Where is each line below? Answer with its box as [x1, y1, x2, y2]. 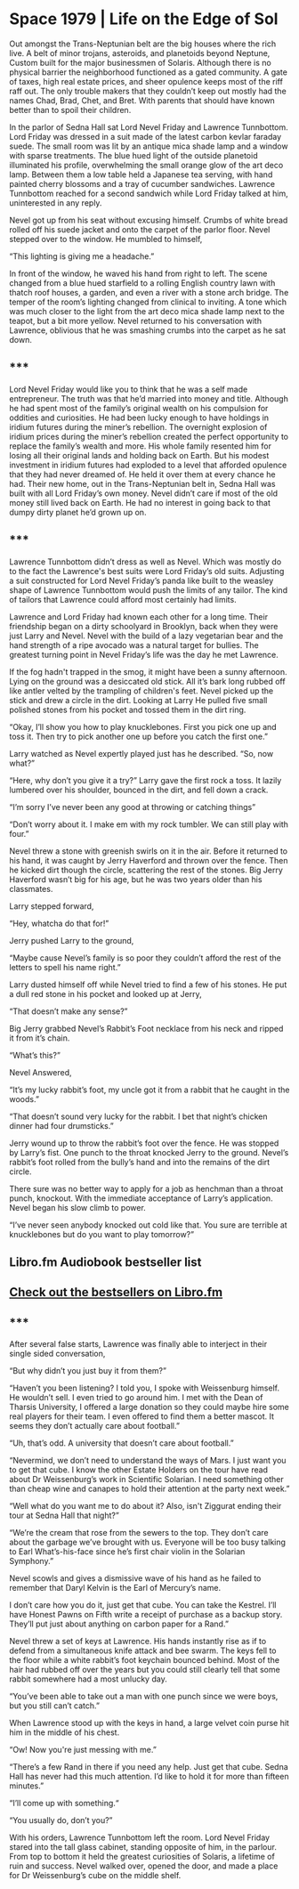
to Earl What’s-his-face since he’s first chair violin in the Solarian [9, 1546, 246, 1557]
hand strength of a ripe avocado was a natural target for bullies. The [9, 639, 260, 650]
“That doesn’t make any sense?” [9, 1006, 128, 1017]
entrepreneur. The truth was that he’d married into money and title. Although [9, 393, 289, 404]
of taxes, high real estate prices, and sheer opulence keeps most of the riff [9, 76, 283, 86]
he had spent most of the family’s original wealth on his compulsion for [9, 402, 269, 413]
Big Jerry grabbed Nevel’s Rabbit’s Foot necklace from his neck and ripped [9, 1023, 284, 1034]
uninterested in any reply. [9, 197, 102, 208]
